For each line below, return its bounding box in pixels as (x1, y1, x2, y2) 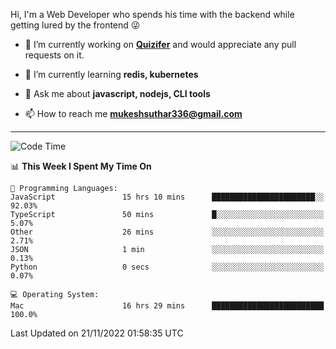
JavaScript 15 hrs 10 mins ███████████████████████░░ (10, 192, 325, 202)
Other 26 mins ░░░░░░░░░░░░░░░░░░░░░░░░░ (10, 227, 325, 237)
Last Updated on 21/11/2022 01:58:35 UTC (10, 327, 184, 339)
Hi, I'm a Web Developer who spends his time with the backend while (10, 9, 295, 20)
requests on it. (24, 49, 85, 61)
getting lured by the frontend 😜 (10, 19, 141, 31)
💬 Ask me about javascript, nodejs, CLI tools (24, 88, 211, 99)
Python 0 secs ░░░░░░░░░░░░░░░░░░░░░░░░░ (10, 262, 325, 272)
